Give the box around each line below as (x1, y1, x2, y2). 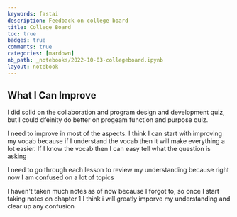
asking (7, 152, 27, 160)
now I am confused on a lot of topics (7, 173, 115, 182)
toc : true (7, 30, 37, 38)
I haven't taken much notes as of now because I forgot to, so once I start (7, 187, 220, 196)
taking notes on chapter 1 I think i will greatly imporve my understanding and (7, 194, 231, 203)
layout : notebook (7, 63, 59, 70)
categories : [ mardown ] (7, 50, 75, 57)
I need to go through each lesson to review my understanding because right (7, 166, 229, 174)
